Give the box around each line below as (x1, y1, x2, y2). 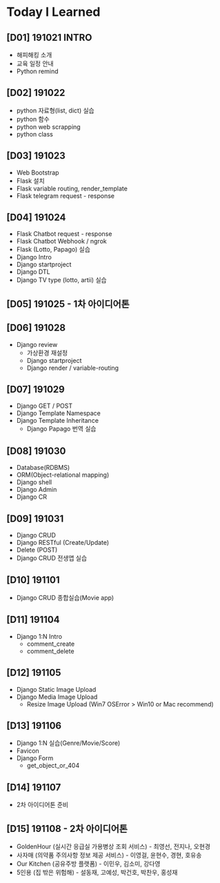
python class (16, 130, 53, 138)
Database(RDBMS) (16, 464, 70, 472)
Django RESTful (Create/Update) (16, 539, 110, 547)
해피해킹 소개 (16, 51, 52, 59)
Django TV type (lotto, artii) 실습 (16, 276, 108, 284)
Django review (16, 340, 58, 348)
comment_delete (26, 646, 74, 655)
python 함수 (16, 115, 50, 123)
